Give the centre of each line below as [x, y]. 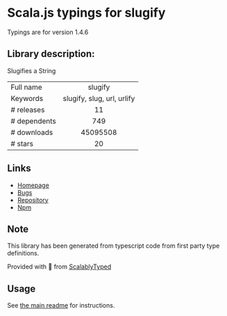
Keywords [27, 98]
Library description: [51, 54]
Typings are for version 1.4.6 [48, 32]
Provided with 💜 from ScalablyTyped [59, 267]
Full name [27, 87]
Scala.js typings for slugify [86, 13]
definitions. [23, 253]
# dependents [34, 121]
